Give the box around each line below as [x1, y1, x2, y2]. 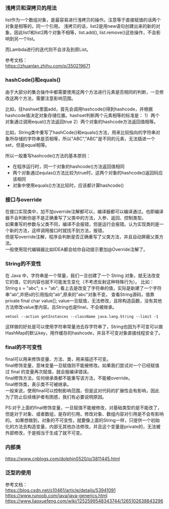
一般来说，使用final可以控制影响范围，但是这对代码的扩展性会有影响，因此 [5, 387, 160, 394]
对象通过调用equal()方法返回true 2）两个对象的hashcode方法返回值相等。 [5, 119, 158, 125]
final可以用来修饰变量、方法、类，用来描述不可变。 [5, 356, 112, 362]
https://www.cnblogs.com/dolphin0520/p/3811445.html [5, 456, 120, 462]
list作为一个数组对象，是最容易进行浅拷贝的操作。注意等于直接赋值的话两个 [5, 17, 161, 23]
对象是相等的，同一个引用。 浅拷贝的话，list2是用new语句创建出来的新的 [5, 23, 156, 29]
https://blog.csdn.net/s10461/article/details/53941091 [5, 487, 116, 493]
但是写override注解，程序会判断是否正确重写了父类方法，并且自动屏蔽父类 [5, 234, 159, 240]
